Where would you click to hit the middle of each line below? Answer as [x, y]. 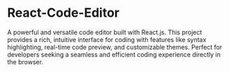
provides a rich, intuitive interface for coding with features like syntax [107, 39]
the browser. [25, 62]
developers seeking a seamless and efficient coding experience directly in [114, 55]
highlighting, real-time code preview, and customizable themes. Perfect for [115, 47]
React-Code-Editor [64, 13]
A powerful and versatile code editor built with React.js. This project [105, 32]
